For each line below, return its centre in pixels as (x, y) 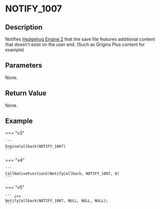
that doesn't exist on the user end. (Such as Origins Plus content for (75, 44)
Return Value (26, 93)
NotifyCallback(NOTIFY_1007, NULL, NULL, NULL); (57, 201)
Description (24, 27)
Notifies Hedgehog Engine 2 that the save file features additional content (80, 39)
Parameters (24, 65)
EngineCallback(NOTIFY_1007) (35, 146)
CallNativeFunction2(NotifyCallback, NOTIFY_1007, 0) (62, 174)
